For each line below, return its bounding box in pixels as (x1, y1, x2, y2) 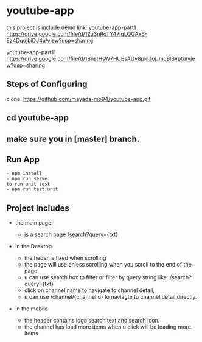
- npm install (6, 170, 43, 176)
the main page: (15, 219, 53, 226)
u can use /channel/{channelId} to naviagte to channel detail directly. (24, 293, 197, 301)
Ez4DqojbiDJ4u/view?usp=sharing (6, 37, 94, 44)
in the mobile (15, 305, 48, 312)
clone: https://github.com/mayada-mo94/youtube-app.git (6, 95, 151, 102)
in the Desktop (15, 243, 52, 250)
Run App (6, 154, 40, 164)
